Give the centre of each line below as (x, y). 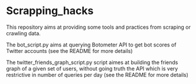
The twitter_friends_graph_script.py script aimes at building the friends (92, 62)
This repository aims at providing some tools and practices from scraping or (98, 27)
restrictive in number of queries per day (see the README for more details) (97, 75)
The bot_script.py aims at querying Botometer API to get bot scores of (91, 45)
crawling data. (24, 33)
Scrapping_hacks (50, 11)
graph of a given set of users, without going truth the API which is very (92, 68)
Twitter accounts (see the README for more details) (69, 51)
